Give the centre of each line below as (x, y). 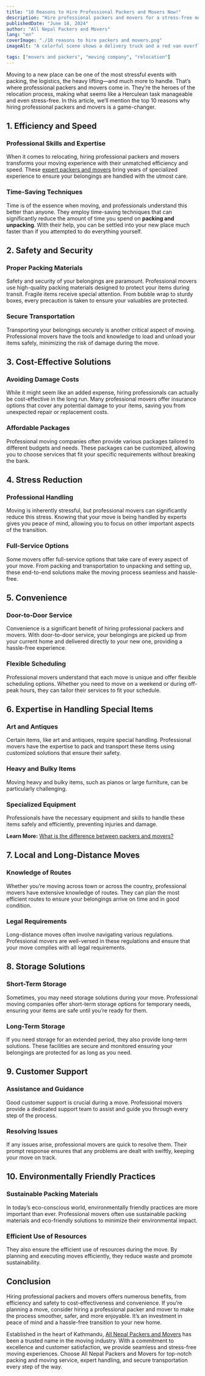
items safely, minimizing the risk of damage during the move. (83, 343)
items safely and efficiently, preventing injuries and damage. (82, 824)
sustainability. (23, 1262)
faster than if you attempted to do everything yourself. (74, 231)
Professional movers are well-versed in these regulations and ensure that (98, 941)
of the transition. (27, 530)
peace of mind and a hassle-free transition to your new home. (84, 1322)
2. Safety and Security (50, 251)
